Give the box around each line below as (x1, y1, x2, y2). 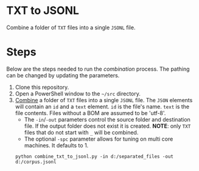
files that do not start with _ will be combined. (24, 128, 139, 136)
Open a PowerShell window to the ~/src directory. (15, 89, 141, 97)
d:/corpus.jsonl (15, 159, 57, 165)
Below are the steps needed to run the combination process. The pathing (6, 65, 190, 72)
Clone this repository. (15, 83, 69, 91)
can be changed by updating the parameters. (6, 71, 120, 79)
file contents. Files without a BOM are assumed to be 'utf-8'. (15, 109, 166, 116)
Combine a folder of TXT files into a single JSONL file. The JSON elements (15, 96, 193, 103)
